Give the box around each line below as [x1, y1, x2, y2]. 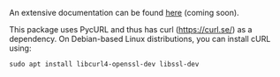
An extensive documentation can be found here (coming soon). [9, 8, 240, 17]
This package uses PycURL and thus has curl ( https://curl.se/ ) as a [9, 24, 253, 34]
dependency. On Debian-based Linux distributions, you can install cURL [9, 34, 271, 44]
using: [9, 43, 32, 53]
